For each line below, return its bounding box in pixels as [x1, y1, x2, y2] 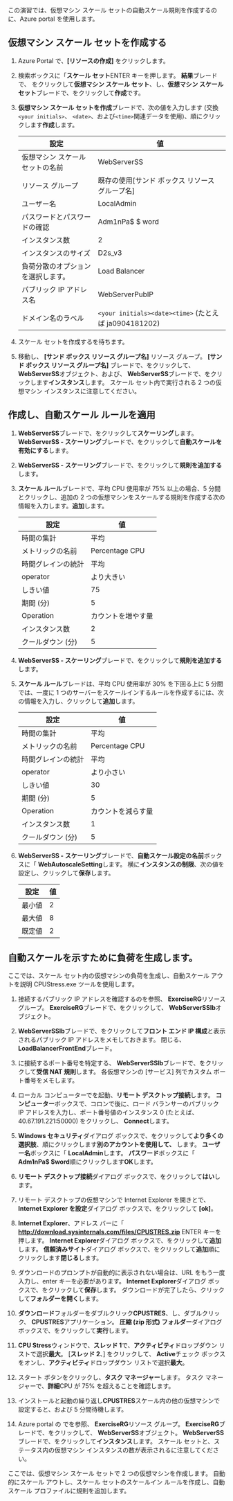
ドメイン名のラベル [21, 313, 84, 323]
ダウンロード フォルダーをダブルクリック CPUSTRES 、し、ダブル [17, 1309, 203, 1317]
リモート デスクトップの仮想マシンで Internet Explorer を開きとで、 [17, 1196, 210, 1204]
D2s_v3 [97, 248, 122, 258]
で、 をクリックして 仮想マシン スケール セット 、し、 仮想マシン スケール [17, 80, 224, 88]
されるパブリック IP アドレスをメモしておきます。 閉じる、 [17, 1036, 186, 1044]
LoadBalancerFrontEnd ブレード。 [17, 1045, 116, 1053]
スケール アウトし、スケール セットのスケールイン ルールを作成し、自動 [19, 1478, 225, 1486]
